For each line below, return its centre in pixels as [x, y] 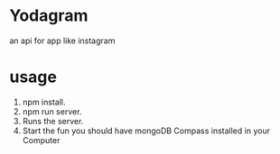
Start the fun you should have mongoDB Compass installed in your [146, 131]
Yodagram [49, 16]
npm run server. [52, 111]
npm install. [44, 102]
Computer [41, 140]
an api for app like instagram [62, 41]
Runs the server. [53, 121]
